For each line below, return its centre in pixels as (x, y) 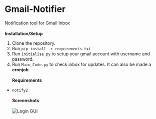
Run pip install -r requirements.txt (51, 48)
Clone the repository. (33, 43)
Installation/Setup (24, 33)
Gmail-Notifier (35, 9)
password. (23, 59)
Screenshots (25, 100)
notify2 (20, 90)
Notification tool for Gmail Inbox (37, 23)
